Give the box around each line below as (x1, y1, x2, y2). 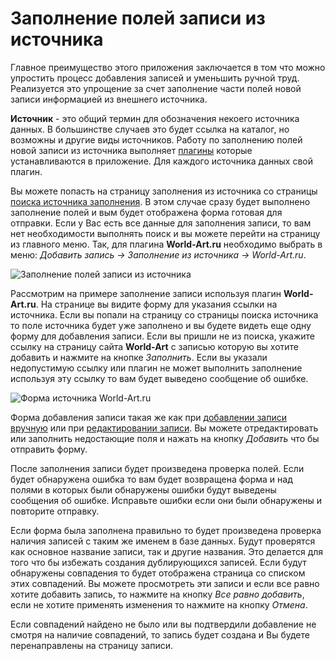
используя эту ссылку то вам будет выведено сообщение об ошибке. (10, 372, 309, 384)
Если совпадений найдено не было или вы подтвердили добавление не (10, 618, 317, 630)
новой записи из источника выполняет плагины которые (10, 144, 253, 156)
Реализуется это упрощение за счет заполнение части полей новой (10, 82, 302, 94)
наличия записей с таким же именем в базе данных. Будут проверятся (10, 535, 316, 547)
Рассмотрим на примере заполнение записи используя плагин (10, 287, 282, 299)
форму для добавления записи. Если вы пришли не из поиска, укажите (10, 330, 315, 342)
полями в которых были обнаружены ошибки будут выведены (10, 483, 277, 496)
